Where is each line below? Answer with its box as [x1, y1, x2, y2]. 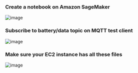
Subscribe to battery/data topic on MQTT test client [5, 27, 133, 34]
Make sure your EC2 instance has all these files [5, 51, 122, 58]
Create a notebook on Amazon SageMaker [5, 3, 110, 10]
